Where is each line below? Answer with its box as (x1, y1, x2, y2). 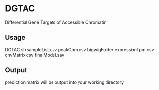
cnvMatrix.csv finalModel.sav (5, 52, 65, 58)
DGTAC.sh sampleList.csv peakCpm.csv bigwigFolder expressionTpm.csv (5, 46, 154, 52)
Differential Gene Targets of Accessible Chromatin (5, 19, 106, 25)
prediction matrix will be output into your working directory (5, 79, 124, 85)
